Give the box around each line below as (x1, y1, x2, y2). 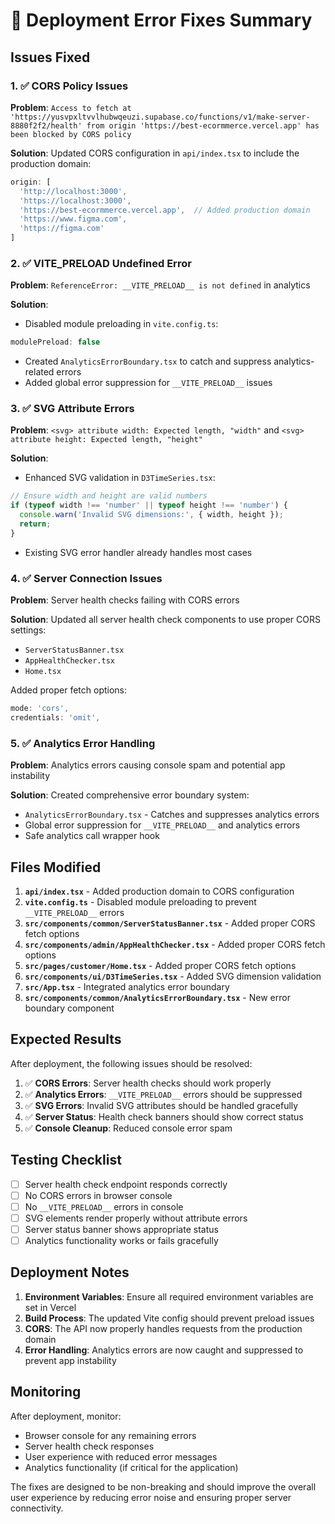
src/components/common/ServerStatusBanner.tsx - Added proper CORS (24, 917, 316, 929)
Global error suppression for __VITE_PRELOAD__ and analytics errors (24, 819, 301, 831)
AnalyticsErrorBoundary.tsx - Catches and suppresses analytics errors (24, 809, 320, 821)
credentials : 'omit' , (10, 713, 101, 723)
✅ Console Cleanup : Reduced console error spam (24, 1122, 233, 1134)
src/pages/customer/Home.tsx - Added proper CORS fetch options (24, 960, 297, 971)
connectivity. (10, 1502, 64, 1514)
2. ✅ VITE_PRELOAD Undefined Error (10, 256, 192, 270)
